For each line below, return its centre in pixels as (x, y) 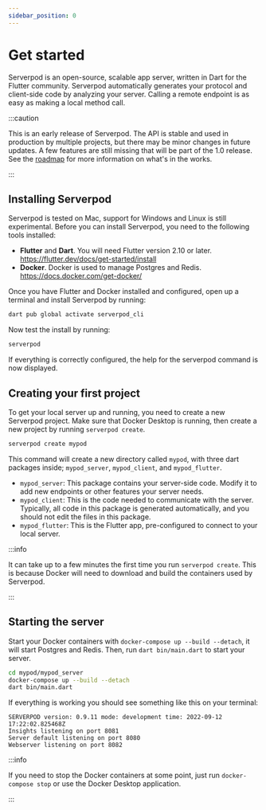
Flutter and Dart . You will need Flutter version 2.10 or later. (116, 251)
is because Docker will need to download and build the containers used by (131, 573)
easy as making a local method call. (67, 102)
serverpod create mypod (48, 444)
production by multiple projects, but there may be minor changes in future (129, 142)
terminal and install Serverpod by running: (77, 300)
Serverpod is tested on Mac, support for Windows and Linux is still (117, 218)
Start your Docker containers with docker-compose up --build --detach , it (129, 641)
